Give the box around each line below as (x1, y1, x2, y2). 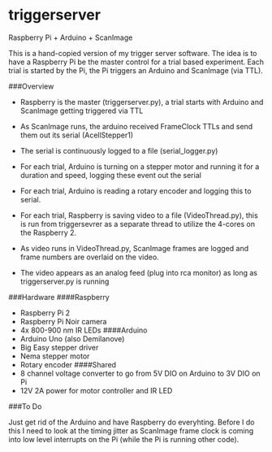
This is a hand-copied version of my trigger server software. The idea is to (8, 48, 257, 58)
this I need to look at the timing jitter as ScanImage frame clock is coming (8, 425, 254, 436)
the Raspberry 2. (19, 228, 77, 237)
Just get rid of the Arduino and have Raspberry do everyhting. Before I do (8, 417, 255, 427)
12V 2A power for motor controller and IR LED (19, 385, 173, 395)
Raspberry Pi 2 (19, 307, 71, 318)
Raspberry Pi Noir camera (19, 316, 107, 326)
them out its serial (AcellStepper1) (19, 130, 134, 140)
